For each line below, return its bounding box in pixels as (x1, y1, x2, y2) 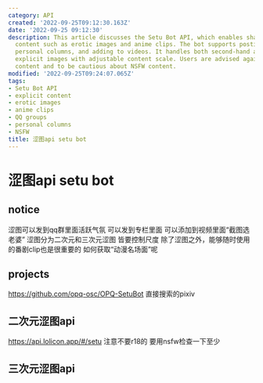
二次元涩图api (8, 314, 76, 327)
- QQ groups (8, 114, 47, 121)
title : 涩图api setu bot (8, 135, 87, 143)
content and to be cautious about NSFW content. (15, 63, 177, 70)
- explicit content (8, 92, 72, 99)
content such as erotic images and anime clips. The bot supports (15, 41, 236, 49)
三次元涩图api (8, 362, 76, 375)
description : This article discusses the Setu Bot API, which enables (8, 33, 243, 42)
